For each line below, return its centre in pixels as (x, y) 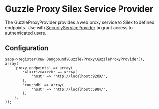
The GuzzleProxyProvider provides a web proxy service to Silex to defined (80, 22)
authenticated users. (26, 33)
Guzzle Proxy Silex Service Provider (79, 9)
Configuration (27, 48)
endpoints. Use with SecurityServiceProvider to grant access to (69, 27)
